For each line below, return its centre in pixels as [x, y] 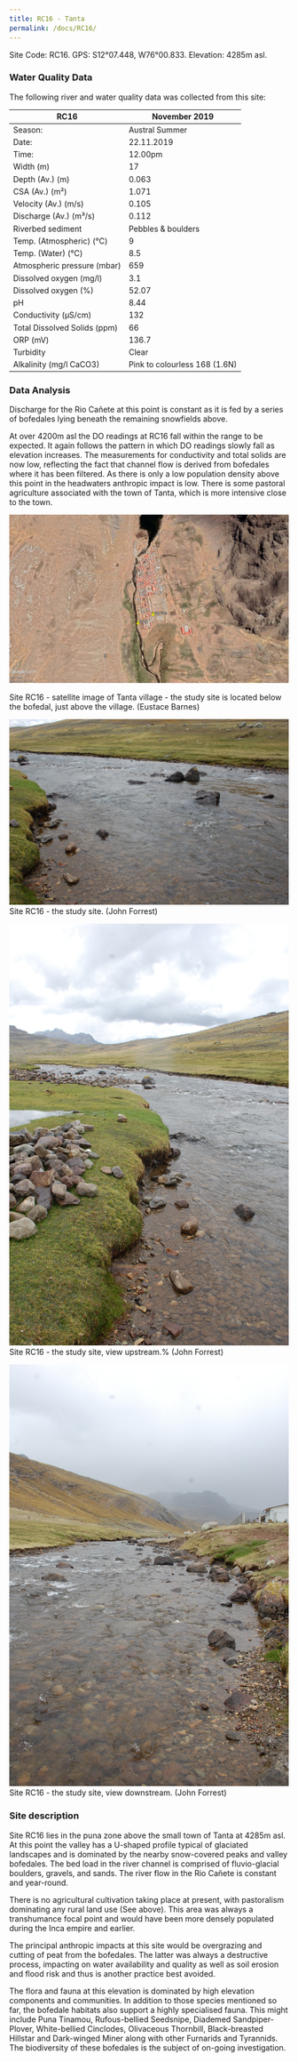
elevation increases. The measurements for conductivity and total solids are [148, 455]
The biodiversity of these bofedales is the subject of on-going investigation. [148, 2047]
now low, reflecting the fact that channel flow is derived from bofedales [139, 465]
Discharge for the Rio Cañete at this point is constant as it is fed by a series [146, 410]
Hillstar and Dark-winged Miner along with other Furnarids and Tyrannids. [144, 2038]
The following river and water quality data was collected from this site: [137, 97]
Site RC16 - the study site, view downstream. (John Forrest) [118, 1793]
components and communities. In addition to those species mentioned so [143, 2000]
